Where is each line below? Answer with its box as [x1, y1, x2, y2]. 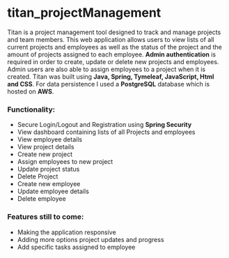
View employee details [17, 135, 82, 144]
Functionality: [7, 105, 56, 114]
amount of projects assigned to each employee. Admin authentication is [7, 50, 216, 59]
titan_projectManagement [7, 5, 161, 21]
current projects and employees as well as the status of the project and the [7, 43, 223, 51]
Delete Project [17, 172, 58, 181]
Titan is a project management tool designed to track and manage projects [7, 28, 221, 36]
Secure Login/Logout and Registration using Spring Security [17, 121, 192, 129]
